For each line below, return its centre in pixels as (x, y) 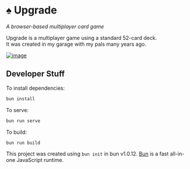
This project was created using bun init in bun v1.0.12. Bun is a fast (87, 154)
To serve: (18, 110)
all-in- (177, 154)
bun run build (23, 143)
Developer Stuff (36, 74)
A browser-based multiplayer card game (55, 26)
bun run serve (23, 121)
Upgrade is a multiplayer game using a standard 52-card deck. (82, 38)
